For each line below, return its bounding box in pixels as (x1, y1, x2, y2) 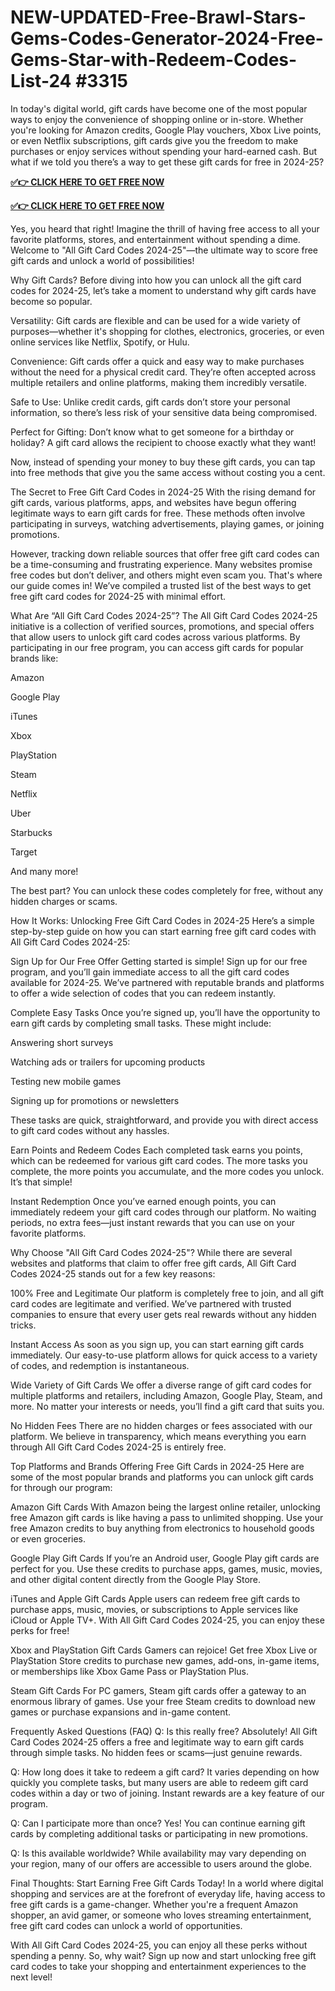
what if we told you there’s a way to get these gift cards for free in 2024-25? (10, 156, 325, 168)
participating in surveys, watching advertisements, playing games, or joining (10, 517, 325, 530)
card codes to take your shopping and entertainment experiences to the (10, 1960, 307, 1972)
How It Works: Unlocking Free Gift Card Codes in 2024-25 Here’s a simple (10, 914, 315, 926)
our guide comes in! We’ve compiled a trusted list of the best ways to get (10, 579, 312, 591)
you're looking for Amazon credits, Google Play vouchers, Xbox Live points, (10, 124, 322, 136)
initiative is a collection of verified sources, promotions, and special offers (10, 620, 315, 632)
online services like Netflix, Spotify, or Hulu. (10, 336, 190, 348)
